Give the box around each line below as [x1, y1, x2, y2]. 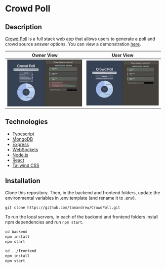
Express [12, 141, 29, 147]
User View [112, 52, 134, 58]
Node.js [12, 152, 29, 158]
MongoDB [12, 136, 33, 142]
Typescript [12, 131, 35, 137]
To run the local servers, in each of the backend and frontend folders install [5, 214, 159, 220]
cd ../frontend [5, 249, 37, 254]
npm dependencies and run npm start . [5, 219, 84, 225]
